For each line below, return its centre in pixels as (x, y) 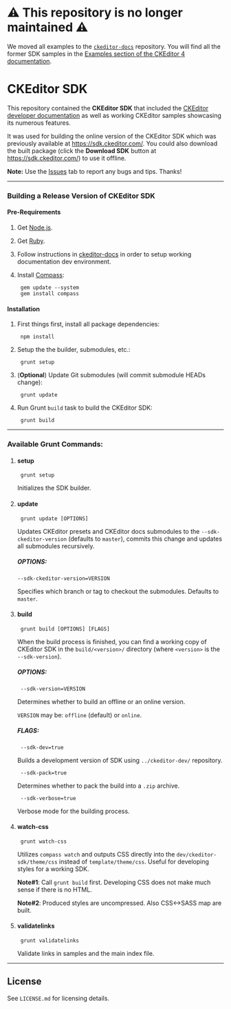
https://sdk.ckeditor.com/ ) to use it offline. (67, 158)
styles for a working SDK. (53, 869)
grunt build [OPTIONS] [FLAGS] (65, 629)
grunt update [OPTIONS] (54, 519)
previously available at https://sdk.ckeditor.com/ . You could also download (112, 143)
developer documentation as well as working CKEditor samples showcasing (114, 115)
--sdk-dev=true (42, 747)
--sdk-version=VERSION (53, 689)
